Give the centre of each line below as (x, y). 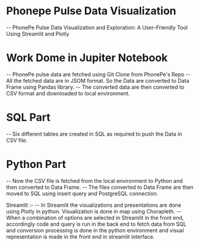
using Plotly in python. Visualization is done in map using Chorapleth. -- (94, 211)
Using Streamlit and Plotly (38, 33)
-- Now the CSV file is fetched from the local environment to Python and (94, 180)
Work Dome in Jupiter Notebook (87, 58)
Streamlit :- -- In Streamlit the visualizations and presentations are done (94, 205)
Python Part (36, 164)
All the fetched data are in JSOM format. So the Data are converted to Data (98, 80)
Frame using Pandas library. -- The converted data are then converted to (95, 87)
